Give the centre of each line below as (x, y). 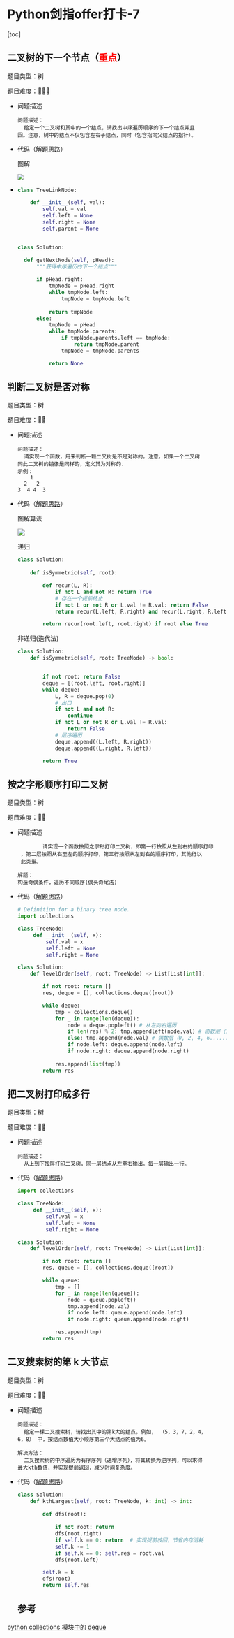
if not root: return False (82, 677)
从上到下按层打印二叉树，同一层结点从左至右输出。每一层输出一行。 (107, 1164)
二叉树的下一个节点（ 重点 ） (67, 58)
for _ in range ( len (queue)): (97, 1293)
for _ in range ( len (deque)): (97, 1019)
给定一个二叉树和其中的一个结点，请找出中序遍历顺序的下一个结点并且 (109, 128)
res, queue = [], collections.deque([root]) (108, 1268)
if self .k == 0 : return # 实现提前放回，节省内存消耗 (129, 1540)
